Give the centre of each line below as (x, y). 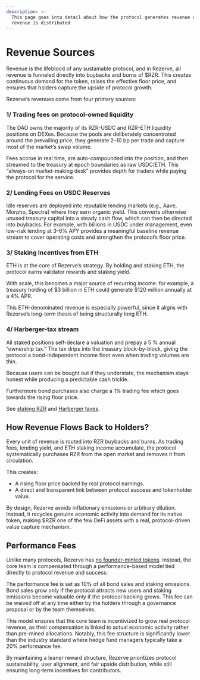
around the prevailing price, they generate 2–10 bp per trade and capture (96, 140)
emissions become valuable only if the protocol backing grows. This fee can (100, 597)
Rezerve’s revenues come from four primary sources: (71, 99)
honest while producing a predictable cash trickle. (68, 379)
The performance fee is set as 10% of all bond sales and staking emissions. (99, 584)
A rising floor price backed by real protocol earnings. (79, 484)
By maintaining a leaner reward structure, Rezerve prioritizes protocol (91, 658)
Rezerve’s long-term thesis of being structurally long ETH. (77, 314)
